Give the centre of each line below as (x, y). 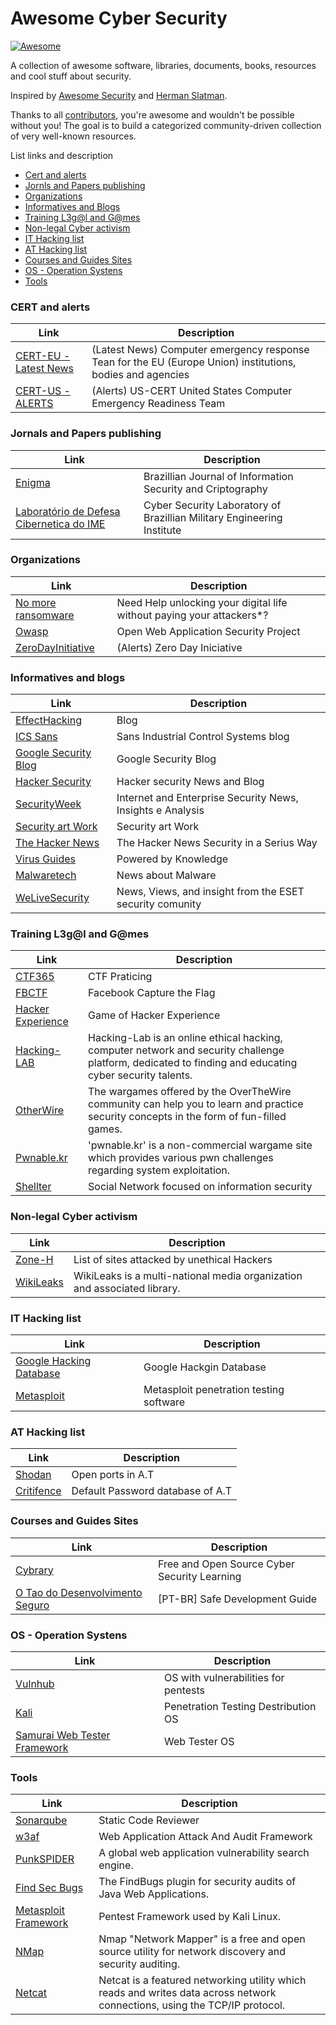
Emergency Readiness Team (158, 404)
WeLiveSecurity (52, 898)
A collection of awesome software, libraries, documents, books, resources (163, 65)
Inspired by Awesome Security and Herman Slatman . (119, 95)
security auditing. (139, 1964)
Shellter (33, 1187)
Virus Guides (45, 859)
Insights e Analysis (160, 810)
